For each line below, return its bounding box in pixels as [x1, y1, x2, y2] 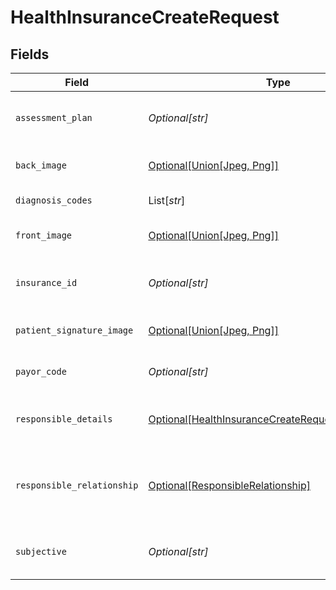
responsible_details [15, 414, 113, 425]
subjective [15, 546, 67, 557]
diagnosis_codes [15, 195, 93, 206]
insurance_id [15, 277, 78, 288]
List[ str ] [148, 194, 186, 207]
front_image [15, 230, 73, 241]
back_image [15, 160, 67, 171]
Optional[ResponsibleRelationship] [148, 479, 311, 492]
